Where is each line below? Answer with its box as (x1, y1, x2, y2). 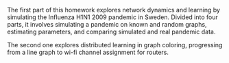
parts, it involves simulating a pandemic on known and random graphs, (7, 21, 207, 28)
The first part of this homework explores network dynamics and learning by (7, 6, 221, 14)
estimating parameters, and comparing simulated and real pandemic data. (7, 27, 216, 36)
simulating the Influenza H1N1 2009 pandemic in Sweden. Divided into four (7, 13, 218, 21)
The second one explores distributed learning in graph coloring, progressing (7, 41, 223, 49)
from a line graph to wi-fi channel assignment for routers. (7, 48, 169, 56)
